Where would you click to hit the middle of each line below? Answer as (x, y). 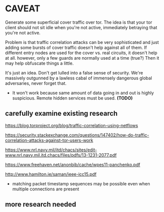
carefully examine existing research (61, 114)
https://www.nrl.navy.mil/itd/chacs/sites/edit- (51, 150)
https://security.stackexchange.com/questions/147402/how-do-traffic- (77, 135)
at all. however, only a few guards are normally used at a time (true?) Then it (82, 58)
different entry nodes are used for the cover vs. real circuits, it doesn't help (81, 53)
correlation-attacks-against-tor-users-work (49, 140)
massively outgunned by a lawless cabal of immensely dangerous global (79, 78)
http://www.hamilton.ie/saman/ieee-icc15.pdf (51, 174)
